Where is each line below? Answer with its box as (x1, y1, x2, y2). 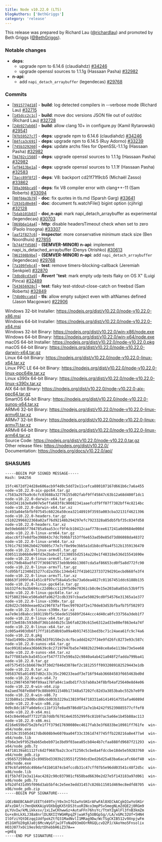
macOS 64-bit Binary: (5, 344, 49, 350)
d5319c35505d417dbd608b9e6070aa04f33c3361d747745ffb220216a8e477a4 (5, 731, 145, 736)
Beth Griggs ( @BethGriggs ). (5, 35, 61, 40)
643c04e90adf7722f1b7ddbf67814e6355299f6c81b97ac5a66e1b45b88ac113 (5, 714, 145, 719)
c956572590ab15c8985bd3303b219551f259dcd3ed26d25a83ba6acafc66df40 (5, 757, 145, 762)
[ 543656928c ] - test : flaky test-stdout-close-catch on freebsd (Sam (12, 283, 145, 289)
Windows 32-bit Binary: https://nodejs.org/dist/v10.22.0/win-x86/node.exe (5, 328, 154, 334)
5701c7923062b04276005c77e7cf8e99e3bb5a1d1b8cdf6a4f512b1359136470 (5, 544, 145, 549)
